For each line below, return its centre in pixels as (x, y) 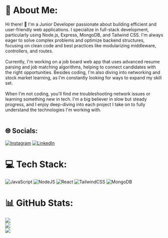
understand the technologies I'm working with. (53, 110)
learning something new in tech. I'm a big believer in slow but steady (76, 99)
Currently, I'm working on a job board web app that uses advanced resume (82, 61)
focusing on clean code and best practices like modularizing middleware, (81, 45)
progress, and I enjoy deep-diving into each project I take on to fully (75, 104)
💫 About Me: (32, 10)
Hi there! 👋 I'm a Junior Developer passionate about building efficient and (81, 24)
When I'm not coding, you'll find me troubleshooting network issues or (78, 94)
